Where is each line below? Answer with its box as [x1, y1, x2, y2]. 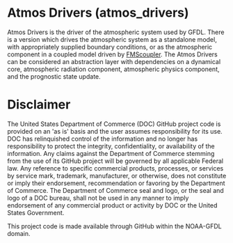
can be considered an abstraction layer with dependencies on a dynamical [7, 57, 221, 65]
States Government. [7, 208, 65, 217]
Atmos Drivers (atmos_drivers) [7, 5, 189, 21]
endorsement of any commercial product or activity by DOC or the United [7, 201, 218, 210]
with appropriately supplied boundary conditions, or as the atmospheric [7, 42, 213, 51]
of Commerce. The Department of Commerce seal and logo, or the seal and [7, 186, 224, 194]
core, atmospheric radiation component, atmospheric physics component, [7, 65, 220, 73]
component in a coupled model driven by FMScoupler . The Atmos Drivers [7, 50, 218, 58]
